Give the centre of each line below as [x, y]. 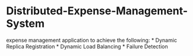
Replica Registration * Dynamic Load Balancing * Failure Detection [87, 46]
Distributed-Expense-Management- [97, 11]
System [26, 24]
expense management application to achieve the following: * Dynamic [91, 40]
